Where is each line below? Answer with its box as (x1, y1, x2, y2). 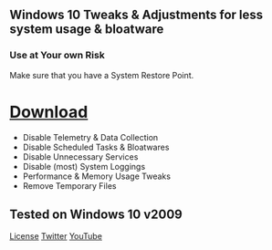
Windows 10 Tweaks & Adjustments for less (9, 7, 264, 23)
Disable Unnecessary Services (22, 151, 139, 162)
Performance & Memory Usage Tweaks (22, 171, 172, 182)
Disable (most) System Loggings (22, 161, 146, 172)
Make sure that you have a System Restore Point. (9, 69, 194, 80)
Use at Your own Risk (9, 49, 105, 62)
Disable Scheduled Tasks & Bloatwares (22, 141, 170, 152)
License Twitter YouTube (9, 231, 103, 242)
